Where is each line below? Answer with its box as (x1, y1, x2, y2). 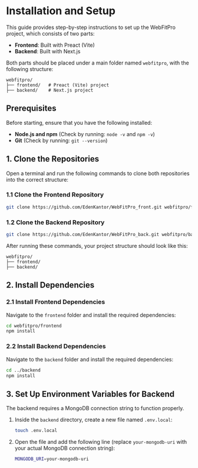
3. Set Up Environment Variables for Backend (6, 389, 175, 399)
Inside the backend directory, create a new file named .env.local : (14, 416, 173, 424)
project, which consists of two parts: (6, 30, 95, 37)
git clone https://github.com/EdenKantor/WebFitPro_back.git (6, 232, 160, 238)
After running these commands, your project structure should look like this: (6, 242, 188, 249)
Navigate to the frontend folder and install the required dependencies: (6, 311, 176, 318)
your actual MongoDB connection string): (14, 445, 115, 452)
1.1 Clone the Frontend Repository (6, 191, 104, 199)
